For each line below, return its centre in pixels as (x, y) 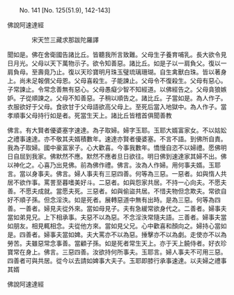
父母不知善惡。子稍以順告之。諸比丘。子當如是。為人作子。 (141, 98)
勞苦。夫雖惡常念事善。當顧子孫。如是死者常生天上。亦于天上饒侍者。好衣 (114, 243)
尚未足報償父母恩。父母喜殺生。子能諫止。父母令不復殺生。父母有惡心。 (123, 81)
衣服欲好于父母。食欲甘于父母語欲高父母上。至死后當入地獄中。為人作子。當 (117, 107)
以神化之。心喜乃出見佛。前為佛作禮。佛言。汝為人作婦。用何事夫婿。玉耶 (114, 165)
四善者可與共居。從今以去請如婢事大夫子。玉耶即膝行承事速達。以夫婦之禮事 (117, 261)
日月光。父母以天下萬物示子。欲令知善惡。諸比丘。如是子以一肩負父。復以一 (117, 63)
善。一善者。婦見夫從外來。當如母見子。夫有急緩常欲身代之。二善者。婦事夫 (117, 208)
